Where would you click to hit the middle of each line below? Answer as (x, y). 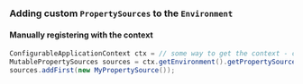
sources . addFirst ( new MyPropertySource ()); (92, 70)
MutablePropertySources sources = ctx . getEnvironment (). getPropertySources (155, 62)
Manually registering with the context (81, 35)
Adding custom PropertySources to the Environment (121, 13)
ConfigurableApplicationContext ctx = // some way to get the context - (149, 54)
